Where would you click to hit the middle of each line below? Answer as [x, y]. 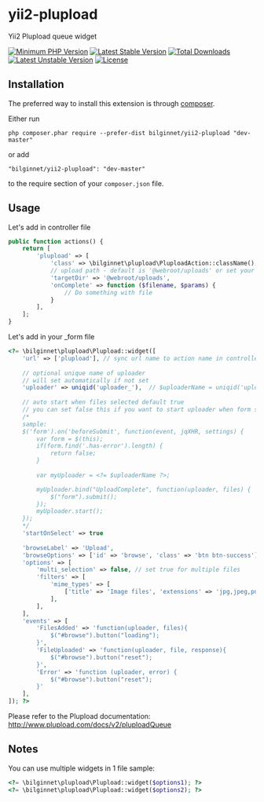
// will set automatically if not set [86, 380]
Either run [24, 119]
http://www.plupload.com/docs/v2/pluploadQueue [90, 725]
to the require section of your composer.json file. [86, 183]
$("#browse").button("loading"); [104, 635]
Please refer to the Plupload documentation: [79, 716]
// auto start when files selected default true [103, 402]
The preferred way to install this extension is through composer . [112, 103]
